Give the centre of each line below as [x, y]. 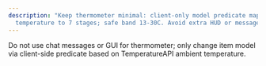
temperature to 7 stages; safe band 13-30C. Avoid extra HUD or [123, 23]
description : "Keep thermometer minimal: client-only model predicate [127, 15]
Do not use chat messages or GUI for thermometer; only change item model [132, 45]
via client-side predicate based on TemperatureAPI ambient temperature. [127, 53]
